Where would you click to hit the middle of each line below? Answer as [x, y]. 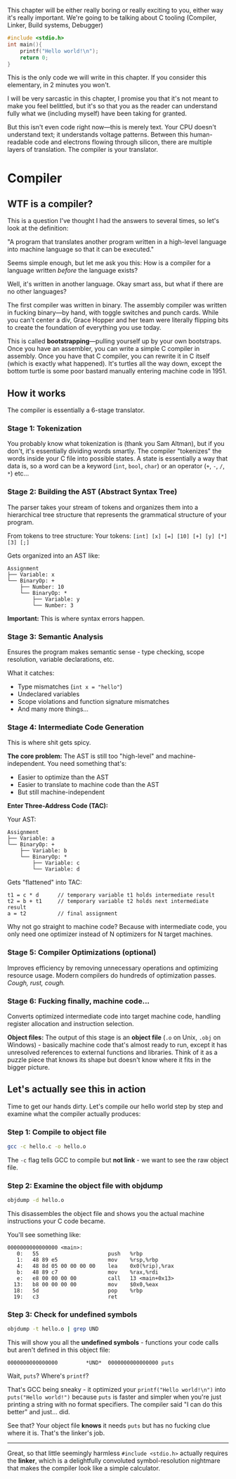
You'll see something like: [44, 1235]
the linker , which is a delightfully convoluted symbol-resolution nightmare [114, 1461]
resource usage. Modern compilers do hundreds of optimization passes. [112, 975]
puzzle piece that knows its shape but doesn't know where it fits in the [109, 1059]
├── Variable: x [31, 575]
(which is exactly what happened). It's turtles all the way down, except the [115, 364]
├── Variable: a [31, 839]
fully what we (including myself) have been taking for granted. [97, 114]
